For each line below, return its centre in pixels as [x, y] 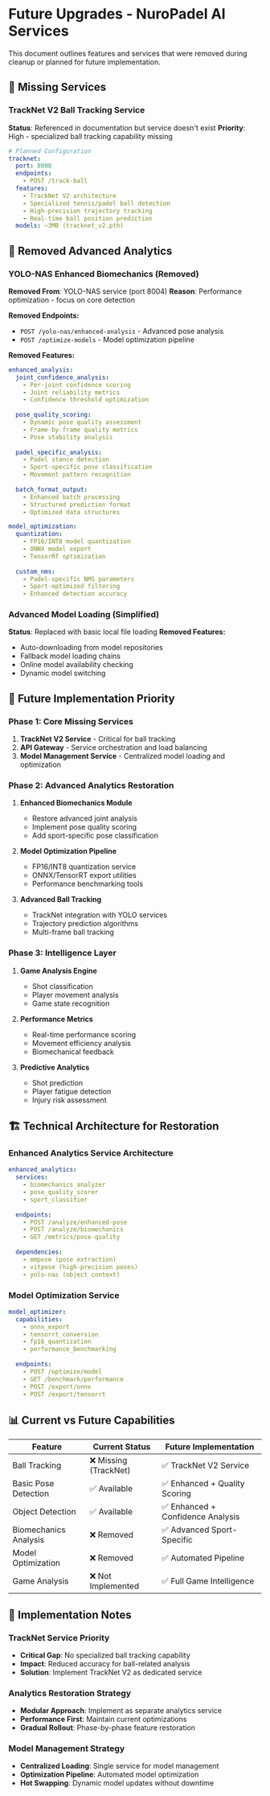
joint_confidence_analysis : [63, 377]
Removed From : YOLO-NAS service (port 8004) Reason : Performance [125, 291]
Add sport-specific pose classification [95, 836]
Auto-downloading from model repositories [91, 648]
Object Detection [44, 1512]
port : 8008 [34, 166]
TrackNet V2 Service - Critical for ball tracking [98, 739]
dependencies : [39, 1252]
